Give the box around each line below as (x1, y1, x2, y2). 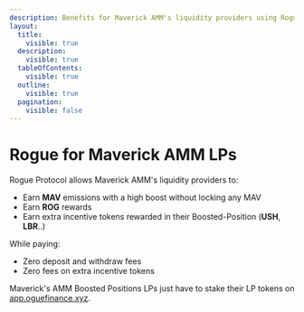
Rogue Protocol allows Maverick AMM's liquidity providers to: (9, 175, 239, 185)
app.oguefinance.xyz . (9, 293, 90, 304)
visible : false (25, 106, 83, 115)
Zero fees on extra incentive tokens (22, 266, 156, 277)
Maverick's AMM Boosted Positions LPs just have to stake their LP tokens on (9, 283, 295, 294)
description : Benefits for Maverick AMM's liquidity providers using (9, 13, 278, 23)
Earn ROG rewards (22, 202, 92, 213)
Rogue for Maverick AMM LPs (9, 145, 238, 165)
